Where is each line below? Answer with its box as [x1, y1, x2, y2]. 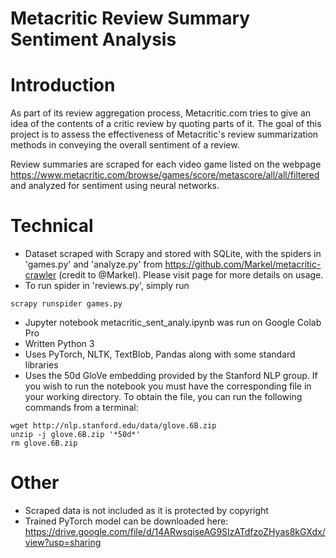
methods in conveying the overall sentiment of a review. [10, 139, 240, 151]
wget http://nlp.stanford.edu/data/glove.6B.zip [10, 421, 217, 431]
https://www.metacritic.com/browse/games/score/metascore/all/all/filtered [10, 169, 320, 181]
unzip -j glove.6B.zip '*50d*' [10, 430, 141, 440]
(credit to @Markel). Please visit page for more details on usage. [58, 269, 324, 281]
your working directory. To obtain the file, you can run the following [24, 391, 303, 403]
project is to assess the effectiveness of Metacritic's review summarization [10, 128, 319, 141]
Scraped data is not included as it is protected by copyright [24, 505, 269, 516]
